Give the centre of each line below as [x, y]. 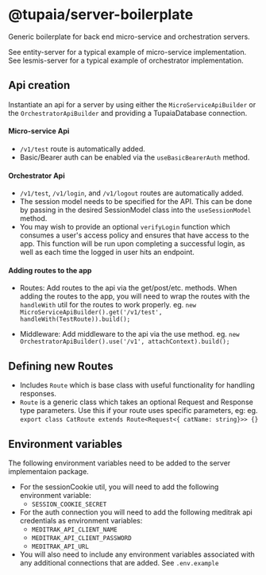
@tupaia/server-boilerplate [101, 15]
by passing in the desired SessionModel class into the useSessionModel [135, 210]
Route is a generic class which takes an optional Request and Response [137, 402]
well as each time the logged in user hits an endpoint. [107, 253]
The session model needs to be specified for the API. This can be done [136, 202]
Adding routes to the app [50, 270]
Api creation [39, 85]
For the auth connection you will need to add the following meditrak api [136, 512]
